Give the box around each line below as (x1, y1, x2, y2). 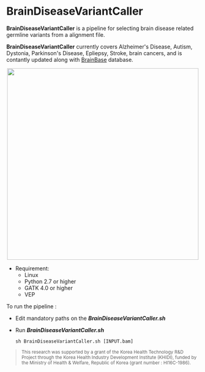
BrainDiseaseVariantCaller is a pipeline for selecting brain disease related (6, 25, 194, 32)
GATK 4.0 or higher (24, 284, 73, 292)
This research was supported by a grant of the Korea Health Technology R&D (21, 349, 184, 355)
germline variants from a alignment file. (6, 31, 105, 38)
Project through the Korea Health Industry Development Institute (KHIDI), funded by (21, 354, 197, 360)
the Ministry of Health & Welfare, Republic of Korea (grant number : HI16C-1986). (21, 360, 192, 366)
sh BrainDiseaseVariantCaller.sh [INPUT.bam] (15, 338, 133, 344)
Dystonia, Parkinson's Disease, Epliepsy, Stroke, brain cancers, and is (6, 49, 182, 56)
